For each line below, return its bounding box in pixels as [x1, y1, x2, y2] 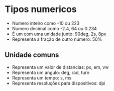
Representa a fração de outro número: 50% [12, 36, 102, 42]
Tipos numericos [5, 4, 77, 15]
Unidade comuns [5, 51, 59, 59]
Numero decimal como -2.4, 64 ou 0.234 [12, 25, 97, 31]
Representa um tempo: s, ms [12, 74, 72, 81]
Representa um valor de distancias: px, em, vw [12, 64, 109, 70]
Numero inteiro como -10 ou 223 [12, 20, 80, 26]
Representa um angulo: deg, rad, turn [12, 69, 90, 75]
